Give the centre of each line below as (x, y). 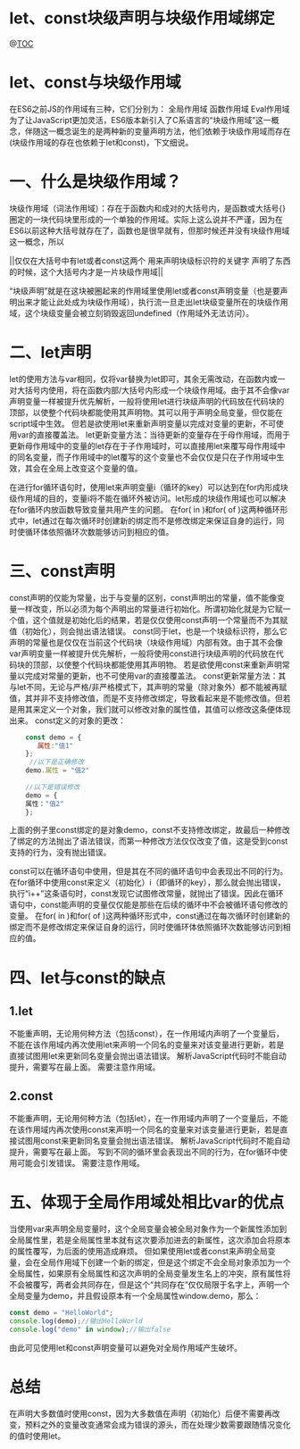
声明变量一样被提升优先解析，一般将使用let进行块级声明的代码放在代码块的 (147, 401)
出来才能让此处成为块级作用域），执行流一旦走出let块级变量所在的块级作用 (152, 302)
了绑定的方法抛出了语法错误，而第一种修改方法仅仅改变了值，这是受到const (149, 841)
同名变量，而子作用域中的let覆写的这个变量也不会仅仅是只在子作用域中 (146, 457)
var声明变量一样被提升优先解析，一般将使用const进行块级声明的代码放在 (143, 654)
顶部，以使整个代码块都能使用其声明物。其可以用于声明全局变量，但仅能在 (146, 412)
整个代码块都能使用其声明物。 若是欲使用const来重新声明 (177, 664)
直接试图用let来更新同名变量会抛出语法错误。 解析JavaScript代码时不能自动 (148, 1056)
